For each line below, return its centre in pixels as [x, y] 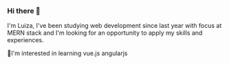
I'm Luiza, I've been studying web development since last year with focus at [115, 26]
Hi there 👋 [24, 11]
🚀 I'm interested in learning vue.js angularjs [67, 53]
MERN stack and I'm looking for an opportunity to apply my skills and [105, 33]
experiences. [26, 40]
